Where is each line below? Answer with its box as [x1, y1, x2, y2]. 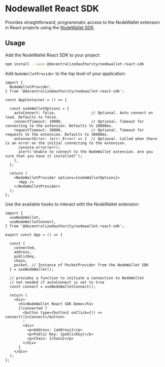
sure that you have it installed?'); [5, 154, 83, 159]
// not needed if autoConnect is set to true [9, 280, 105, 285]
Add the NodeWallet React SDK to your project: [5, 52, 101, 58]
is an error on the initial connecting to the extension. [5, 140, 127, 146]
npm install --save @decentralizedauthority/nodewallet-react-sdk [5, 61, 144, 67]
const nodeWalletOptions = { [9, 106, 69, 111]
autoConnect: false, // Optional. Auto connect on [14, 110, 153, 115]
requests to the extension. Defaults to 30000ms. [5, 132, 109, 137]
